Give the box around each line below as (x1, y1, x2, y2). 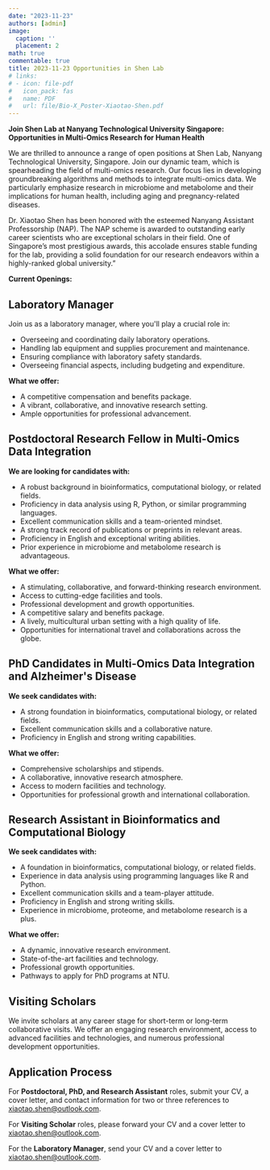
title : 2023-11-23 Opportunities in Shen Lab (8, 65, 164, 73)
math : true (8, 49, 45, 57)
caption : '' (15, 34, 56, 43)
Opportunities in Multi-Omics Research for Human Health (8, 133, 205, 142)
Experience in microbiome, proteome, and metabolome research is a (19, 906, 248, 915)
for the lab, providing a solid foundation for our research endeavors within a (8, 250, 260, 259)
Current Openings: (8, 274, 73, 284)
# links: (8, 72, 38, 80)
